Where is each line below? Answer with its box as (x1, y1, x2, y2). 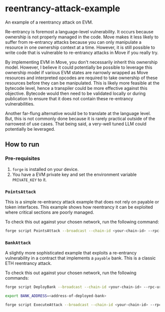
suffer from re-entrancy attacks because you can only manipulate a (5, 39, 141, 45)
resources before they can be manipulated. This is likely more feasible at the (5, 80, 160, 86)
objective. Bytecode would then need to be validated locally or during (5, 90, 146, 96)
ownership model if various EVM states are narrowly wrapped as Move (5, 69, 148, 75)
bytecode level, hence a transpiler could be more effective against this (5, 85, 148, 91)
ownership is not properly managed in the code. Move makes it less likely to (5, 34, 159, 40)
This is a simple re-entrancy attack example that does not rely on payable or (5, 199, 160, 204)
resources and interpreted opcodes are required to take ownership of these (5, 75, 158, 81)
